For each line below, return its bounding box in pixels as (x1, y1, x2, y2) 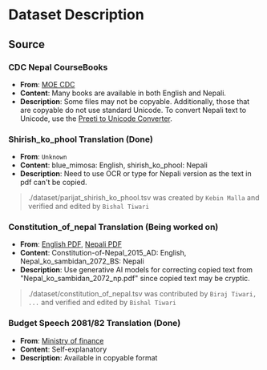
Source (8, 38, 46, 51)
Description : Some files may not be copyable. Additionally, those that (19, 96, 250, 106)
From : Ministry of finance (19, 336, 104, 345)
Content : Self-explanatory (19, 344, 107, 354)
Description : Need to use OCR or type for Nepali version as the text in (19, 169, 253, 179)
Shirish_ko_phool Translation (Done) (8, 134, 154, 145)
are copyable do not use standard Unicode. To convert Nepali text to (19, 105, 247, 115)
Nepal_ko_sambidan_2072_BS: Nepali (19, 256, 144, 266)
